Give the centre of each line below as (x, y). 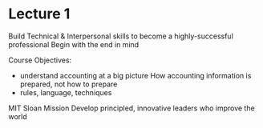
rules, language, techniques (66, 92)
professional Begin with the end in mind (74, 44)
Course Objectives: (40, 60)
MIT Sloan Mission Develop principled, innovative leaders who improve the (131, 108)
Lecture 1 (39, 14)
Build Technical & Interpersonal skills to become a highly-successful (121, 36)
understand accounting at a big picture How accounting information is (136, 75)
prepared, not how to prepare (69, 84)
